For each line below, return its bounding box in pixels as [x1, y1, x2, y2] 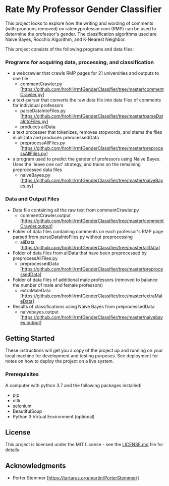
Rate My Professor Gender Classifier [5, 4, 162, 15]
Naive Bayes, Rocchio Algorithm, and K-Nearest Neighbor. [5, 36, 126, 42]
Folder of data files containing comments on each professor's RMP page [12, 228, 163, 234]
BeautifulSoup [12, 408, 42, 414]
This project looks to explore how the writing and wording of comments [5, 20, 154, 26]
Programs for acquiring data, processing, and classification [5, 59, 154, 66]
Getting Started [5, 334, 55, 343]
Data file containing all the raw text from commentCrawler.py [12, 207, 139, 213]
